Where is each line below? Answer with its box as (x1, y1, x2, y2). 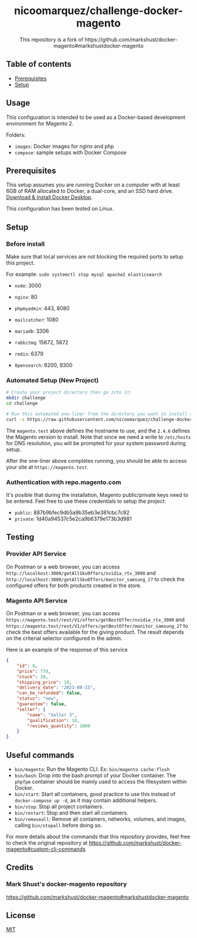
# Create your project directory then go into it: (6, 390, 133, 395)
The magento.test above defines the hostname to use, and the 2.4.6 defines (6, 427, 191, 434)
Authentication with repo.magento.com (6, 478, 121, 486)
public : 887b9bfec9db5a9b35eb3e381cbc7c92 (14, 509, 130, 516)
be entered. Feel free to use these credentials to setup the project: (6, 497, 166, 505)
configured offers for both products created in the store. (6, 582, 142, 589)
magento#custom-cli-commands (6, 845, 86, 852)
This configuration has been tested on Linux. (6, 205, 114, 212)
